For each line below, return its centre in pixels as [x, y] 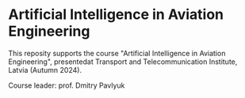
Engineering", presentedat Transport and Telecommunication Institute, [123, 62]
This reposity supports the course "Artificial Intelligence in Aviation [117, 53]
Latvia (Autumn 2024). [45, 70]
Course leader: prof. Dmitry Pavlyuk [67, 85]
